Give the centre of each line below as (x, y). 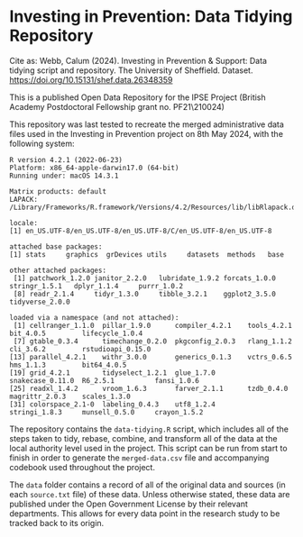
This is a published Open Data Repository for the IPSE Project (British (138, 97)
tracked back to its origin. (57, 523)
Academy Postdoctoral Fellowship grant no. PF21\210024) (117, 106)
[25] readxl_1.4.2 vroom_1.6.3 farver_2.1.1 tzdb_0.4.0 (149, 388)
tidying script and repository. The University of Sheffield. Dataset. (131, 70)
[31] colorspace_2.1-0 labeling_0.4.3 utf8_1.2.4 (113, 404)
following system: (42, 143)
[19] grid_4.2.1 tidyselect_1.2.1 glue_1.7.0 (113, 373)
